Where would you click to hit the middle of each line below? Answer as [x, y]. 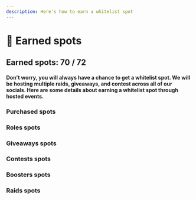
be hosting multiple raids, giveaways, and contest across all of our [89, 84]
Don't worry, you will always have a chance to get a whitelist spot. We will [98, 77]
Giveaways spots [32, 143]
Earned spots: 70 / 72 [46, 63]
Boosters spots [28, 175]
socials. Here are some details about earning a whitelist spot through [92, 90]
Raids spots [23, 191]
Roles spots [23, 127]
